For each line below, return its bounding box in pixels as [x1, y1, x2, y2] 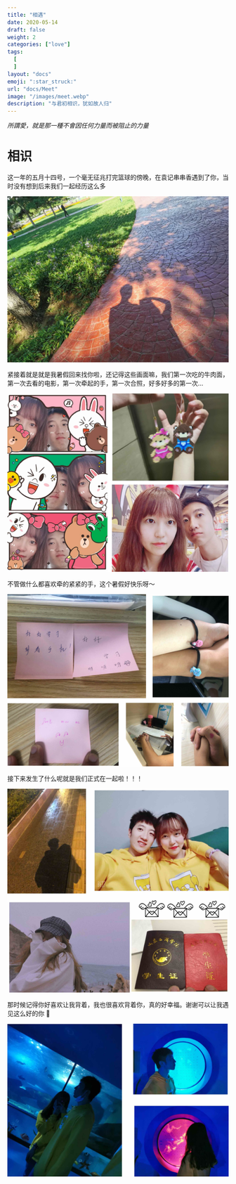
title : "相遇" [7, 11, 47, 18]
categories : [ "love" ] [7, 41, 71, 48]
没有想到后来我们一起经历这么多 [13, 182, 106, 190]
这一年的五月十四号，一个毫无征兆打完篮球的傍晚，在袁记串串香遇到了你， [7, 173, 223, 182]
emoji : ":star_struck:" [7, 78, 77, 85]
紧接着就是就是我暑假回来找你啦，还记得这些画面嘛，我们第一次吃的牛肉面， [7, 370, 229, 379]
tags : [7, 48, 23, 56]
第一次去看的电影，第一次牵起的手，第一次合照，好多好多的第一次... [7, 379, 204, 388]
